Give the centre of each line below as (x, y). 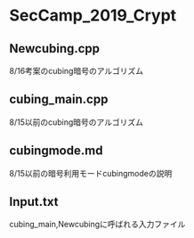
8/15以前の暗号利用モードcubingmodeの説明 (91, 173)
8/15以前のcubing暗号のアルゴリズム (77, 122)
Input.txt (34, 202)
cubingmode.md (56, 151)
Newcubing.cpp (55, 49)
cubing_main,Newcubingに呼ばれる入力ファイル (97, 225)
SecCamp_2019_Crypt (93, 16)
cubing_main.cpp (59, 99)
